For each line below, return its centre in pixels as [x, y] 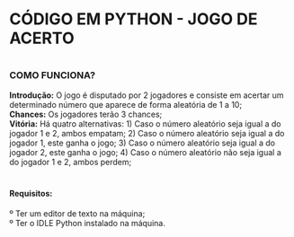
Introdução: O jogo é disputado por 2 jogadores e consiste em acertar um [147, 95]
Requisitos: [31, 193]
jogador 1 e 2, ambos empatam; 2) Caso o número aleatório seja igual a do [147, 133]
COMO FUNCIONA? [53, 75]
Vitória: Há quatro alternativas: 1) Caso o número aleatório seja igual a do [145, 123]
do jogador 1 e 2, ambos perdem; [71, 162]
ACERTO [42, 38]
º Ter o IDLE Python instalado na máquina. [88, 223]
